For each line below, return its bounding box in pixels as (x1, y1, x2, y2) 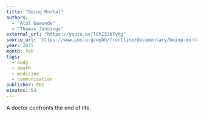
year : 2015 (6, 43, 34, 49)
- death (12, 65, 32, 71)
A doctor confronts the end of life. (6, 104, 92, 111)
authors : (6, 14, 29, 21)
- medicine (12, 71, 39, 77)
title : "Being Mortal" (6, 8, 64, 15)
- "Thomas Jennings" (12, 25, 64, 32)
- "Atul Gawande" (12, 20, 56, 26)
